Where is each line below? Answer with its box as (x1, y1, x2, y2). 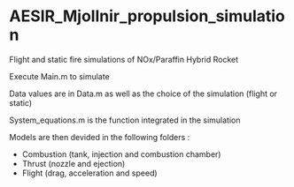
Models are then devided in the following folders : (9, 131, 190, 142)
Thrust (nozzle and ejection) (21, 158, 126, 168)
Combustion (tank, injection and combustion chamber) (21, 148, 221, 160)
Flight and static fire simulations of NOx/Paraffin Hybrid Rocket (9, 54, 239, 64)
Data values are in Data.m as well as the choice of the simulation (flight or (9, 88, 277, 99)
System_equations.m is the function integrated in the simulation (9, 115, 241, 125)
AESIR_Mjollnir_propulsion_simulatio (9, 6, 286, 26)
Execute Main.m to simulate (9, 71, 111, 81)
